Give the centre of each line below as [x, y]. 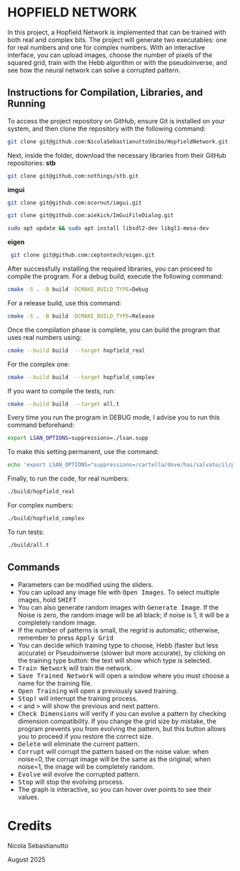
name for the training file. [55, 683]
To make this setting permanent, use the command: [83, 452]
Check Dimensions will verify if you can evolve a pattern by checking [122, 713]
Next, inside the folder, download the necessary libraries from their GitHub [117, 155]
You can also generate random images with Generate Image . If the [118, 607]
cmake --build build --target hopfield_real [76, 351]
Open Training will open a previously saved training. [98, 690]
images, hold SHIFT [47, 600]
